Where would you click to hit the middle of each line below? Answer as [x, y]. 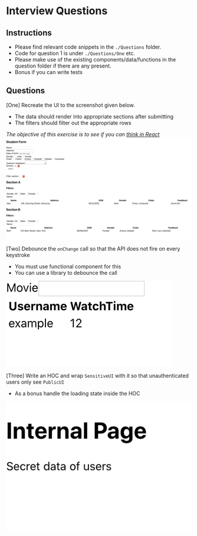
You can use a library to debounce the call [66, 273]
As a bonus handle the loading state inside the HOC [77, 394]
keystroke [18, 255]
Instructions [29, 33]
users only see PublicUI [35, 382]
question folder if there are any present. [63, 66]
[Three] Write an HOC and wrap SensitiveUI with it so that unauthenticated [97, 376]
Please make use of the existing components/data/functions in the [95, 60]
